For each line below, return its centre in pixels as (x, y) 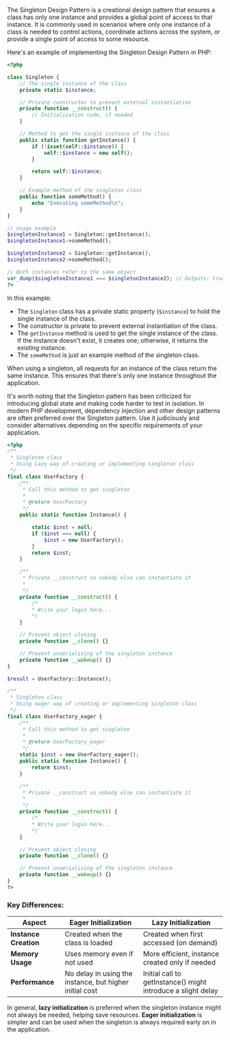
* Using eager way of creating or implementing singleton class (103, 704)
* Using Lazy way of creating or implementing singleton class (102, 464)
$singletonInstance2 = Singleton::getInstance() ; (79, 253)
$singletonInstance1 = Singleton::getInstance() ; (79, 235)
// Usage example (32, 228)
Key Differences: (36, 905)
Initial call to (162, 974)
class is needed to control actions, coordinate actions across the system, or (114, 32)
